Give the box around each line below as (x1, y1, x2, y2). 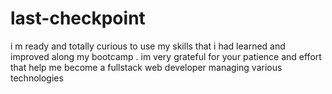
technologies (10, 72, 64, 84)
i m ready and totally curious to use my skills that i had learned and (10, 40, 286, 52)
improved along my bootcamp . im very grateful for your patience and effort (10, 50, 322, 62)
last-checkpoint (10, 7, 146, 30)
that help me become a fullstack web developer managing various (10, 61, 283, 73)
